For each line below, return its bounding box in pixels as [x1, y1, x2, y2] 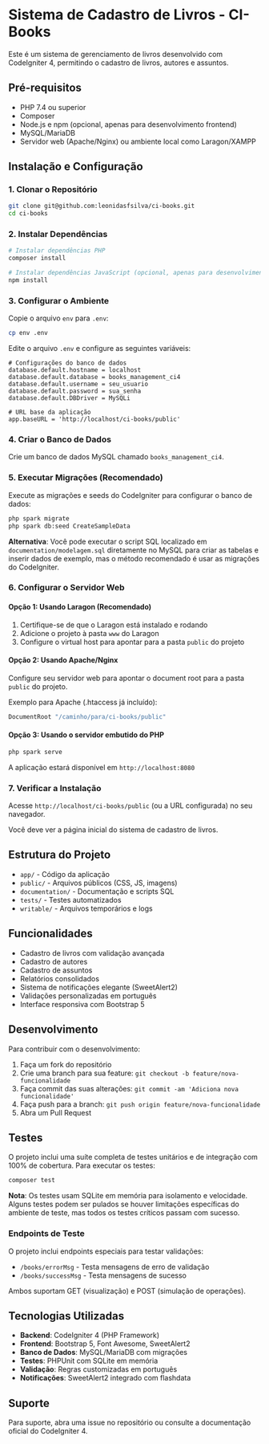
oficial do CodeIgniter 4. [8, 1426, 88, 1436]
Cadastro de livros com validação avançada [19, 948, 165, 957]
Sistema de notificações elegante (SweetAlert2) [19, 982, 179, 992]
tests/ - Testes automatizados [19, 895, 122, 904]
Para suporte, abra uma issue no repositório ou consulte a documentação [8, 1417, 251, 1427]
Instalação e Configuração [8, 160, 143, 173]
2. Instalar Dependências [8, 229, 108, 240]
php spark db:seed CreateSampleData [8, 522, 130, 530]
